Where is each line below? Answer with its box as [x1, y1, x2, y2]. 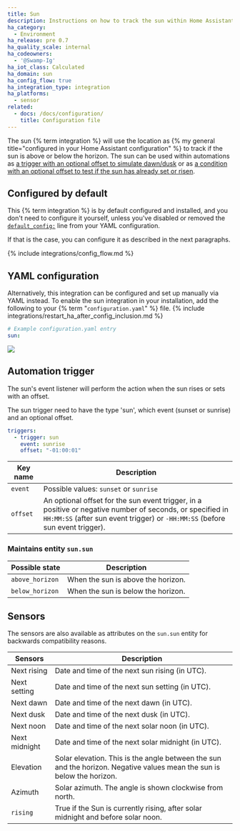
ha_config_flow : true [7, 76, 72, 84]
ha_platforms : [7, 90, 50, 97]
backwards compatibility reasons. [7, 637, 107, 645]
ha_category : [7, 24, 46, 31]
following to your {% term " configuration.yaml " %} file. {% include [7, 304, 205, 313]
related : [7, 104, 34, 111]
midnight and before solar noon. [54, 812, 162, 822]
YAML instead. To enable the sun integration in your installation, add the [7, 297, 219, 305]
